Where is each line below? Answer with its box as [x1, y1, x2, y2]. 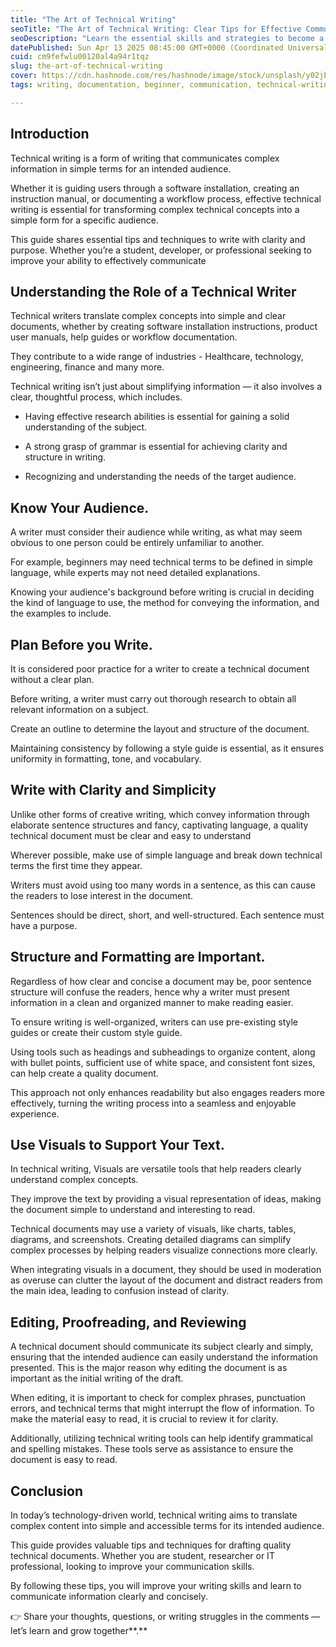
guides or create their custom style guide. [10, 1026, 183, 1038]
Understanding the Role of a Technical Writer [10, 283, 297, 300]
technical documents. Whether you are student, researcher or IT [10, 1550, 275, 1562]
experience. [10, 1107, 60, 1120]
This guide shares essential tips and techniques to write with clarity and [10, 233, 306, 245]
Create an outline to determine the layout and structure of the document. [10, 723, 310, 735]
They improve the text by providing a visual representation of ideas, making [10, 1193, 322, 1205]
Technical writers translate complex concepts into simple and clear [10, 310, 287, 322]
